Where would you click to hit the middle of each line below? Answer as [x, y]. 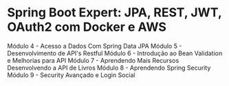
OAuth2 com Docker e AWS [87, 27]
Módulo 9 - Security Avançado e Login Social [71, 75]
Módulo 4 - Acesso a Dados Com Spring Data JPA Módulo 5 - [95, 46]
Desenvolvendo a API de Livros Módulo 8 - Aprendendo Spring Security [109, 68]
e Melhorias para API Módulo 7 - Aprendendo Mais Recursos [93, 60]
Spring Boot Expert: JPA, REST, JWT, [115, 13]
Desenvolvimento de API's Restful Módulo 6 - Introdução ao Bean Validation [115, 53]
